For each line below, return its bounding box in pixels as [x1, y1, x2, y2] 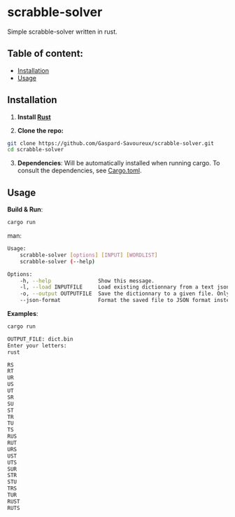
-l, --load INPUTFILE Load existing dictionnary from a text [20, 284, 215, 291]
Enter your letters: [7, 342, 68, 349]
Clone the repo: [17, 126, 64, 135]
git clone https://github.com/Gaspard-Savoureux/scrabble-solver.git [7, 139, 215, 147]
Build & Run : [7, 205, 43, 214]
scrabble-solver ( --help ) [20, 258, 96, 265]
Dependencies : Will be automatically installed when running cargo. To [17, 159, 220, 167]
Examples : [7, 310, 38, 317]
